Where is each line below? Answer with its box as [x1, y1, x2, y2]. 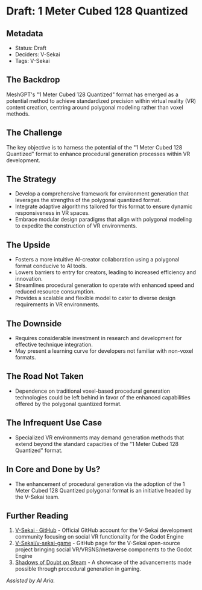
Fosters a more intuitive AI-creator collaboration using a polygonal [14, 256, 180, 263]
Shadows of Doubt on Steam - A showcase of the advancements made [14, 559, 192, 566]
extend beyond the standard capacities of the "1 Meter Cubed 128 [14, 440, 179, 447]
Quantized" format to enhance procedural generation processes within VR [6, 150, 191, 157]
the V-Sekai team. [14, 493, 60, 500]
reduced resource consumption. [14, 288, 95, 295]
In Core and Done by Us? [6, 464, 101, 474]
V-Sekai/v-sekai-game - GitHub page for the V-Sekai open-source [14, 540, 180, 547]
